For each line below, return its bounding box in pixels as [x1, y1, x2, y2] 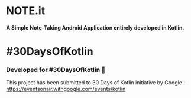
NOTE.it [6, 4, 46, 18]
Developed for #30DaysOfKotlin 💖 [6, 66, 106, 74]
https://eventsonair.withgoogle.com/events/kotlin [6, 86, 126, 93]
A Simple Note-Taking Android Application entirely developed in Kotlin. [6, 24, 184, 31]
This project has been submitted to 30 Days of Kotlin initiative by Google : [6, 79, 185, 86]
